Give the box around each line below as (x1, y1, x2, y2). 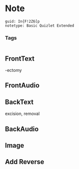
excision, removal (5, 111, 40, 117)
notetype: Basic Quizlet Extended (5, 23, 75, 28)
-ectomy (5, 68, 22, 73)
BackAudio (5, 125, 39, 133)
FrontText (5, 54, 35, 63)
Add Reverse (5, 158, 44, 166)
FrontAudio (5, 81, 40, 90)
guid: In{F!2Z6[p (5, 19, 40, 24)
